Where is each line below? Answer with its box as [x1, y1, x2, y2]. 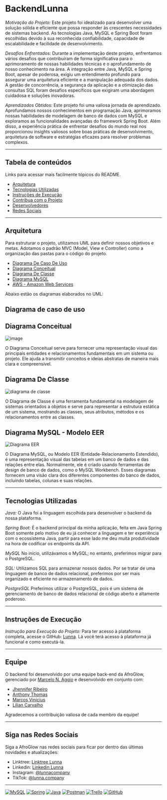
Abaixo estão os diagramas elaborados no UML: [5, 291, 103, 297]
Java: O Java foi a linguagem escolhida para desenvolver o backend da [5, 510, 152, 516]
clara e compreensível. [5, 361, 52, 367]
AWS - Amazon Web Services [12, 281, 74, 287]
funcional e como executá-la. [5, 639, 65, 645]
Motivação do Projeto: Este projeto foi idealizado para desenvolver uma [5, 19, 152, 25]
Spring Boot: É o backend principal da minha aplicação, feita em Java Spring [5, 525, 162, 531]
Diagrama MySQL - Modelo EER [5, 428, 104, 437]
